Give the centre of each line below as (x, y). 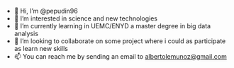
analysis (26, 33)
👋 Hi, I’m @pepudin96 (46, 11)
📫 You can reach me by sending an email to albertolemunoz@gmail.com (120, 56)
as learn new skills (41, 49)
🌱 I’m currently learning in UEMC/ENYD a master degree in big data (112, 26)
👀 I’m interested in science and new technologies (86, 18)
